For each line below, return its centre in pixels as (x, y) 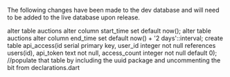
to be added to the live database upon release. (74, 17)
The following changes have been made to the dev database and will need (113, 10)
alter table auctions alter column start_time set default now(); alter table (109, 31)
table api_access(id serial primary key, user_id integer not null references (112, 45)
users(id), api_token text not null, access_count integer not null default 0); (112, 53)
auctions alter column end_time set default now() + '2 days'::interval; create (115, 38)
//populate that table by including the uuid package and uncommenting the (114, 60)
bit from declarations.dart (43, 68)
